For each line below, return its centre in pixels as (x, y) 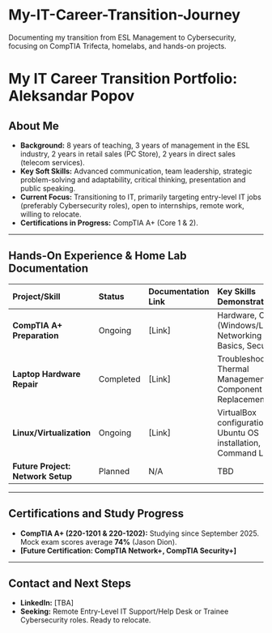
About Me (34, 126)
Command (237, 453)
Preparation (36, 336)
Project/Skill (36, 296)
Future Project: (42, 466)
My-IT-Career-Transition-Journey (125, 15)
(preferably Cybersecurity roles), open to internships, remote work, (132, 205)
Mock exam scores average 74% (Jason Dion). (98, 541)
